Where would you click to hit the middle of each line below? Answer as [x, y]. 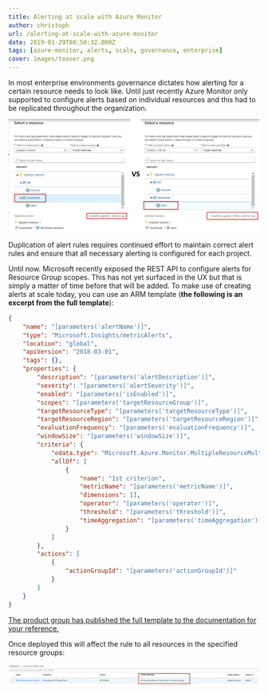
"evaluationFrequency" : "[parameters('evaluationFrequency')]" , [146, 428]
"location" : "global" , [60, 343]
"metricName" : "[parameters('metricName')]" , [156, 487]
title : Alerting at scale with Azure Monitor [85, 17]
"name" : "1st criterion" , [122, 478]
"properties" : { [50, 369]
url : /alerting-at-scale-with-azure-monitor [83, 34]
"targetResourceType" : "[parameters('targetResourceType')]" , [142, 411]
